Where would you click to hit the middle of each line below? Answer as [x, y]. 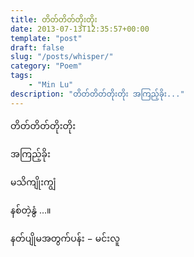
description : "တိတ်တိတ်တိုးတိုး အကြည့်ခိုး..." [97, 94]
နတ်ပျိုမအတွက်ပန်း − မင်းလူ [65, 238]
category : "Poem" [46, 66]
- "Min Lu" [51, 85]
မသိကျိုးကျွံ [33, 182]
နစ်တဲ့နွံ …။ [31, 210]
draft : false [37, 47]
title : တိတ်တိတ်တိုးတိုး [54, 19]
